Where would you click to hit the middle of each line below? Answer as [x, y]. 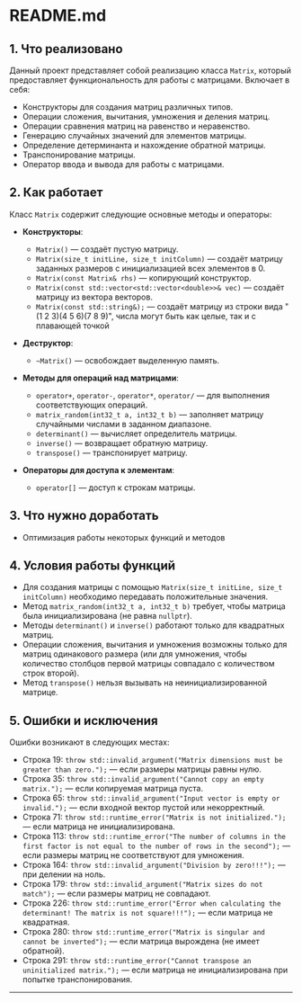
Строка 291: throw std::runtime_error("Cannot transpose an [137, 961]
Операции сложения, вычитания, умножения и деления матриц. [146, 116]
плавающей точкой [72, 326]
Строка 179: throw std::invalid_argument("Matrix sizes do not [142, 884]
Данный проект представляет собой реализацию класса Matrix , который [151, 70]
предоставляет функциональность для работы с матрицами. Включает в [150, 80]
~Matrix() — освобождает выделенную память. [128, 360]
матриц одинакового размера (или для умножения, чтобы [134, 654]
